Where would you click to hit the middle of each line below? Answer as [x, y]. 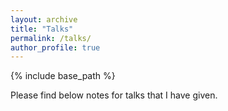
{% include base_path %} [63, 76]
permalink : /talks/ [51, 38]
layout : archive [44, 19]
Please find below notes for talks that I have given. [114, 95]
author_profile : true [55, 47]
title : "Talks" [42, 29]
